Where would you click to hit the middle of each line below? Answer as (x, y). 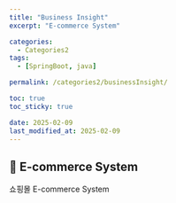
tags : (19, 59)
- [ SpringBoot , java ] (57, 66)
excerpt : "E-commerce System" (65, 26)
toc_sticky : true (41, 106)
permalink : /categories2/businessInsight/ (88, 82)
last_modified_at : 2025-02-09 (65, 131)
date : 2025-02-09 (41, 122)
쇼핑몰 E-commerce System (59, 189)
